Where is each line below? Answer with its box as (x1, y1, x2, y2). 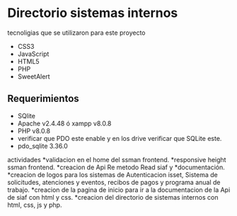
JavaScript (17, 50, 50, 58)
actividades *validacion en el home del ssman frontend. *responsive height (7, 155, 226, 164)
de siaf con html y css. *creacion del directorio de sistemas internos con (7, 193, 219, 201)
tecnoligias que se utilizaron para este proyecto (7, 28, 146, 37)
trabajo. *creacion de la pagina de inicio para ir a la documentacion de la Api (7, 186, 231, 194)
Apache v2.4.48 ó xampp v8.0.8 (17, 119, 112, 127)
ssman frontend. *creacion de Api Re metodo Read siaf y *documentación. (7, 163, 225, 171)
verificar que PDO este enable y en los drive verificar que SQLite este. (17, 134, 222, 142)
